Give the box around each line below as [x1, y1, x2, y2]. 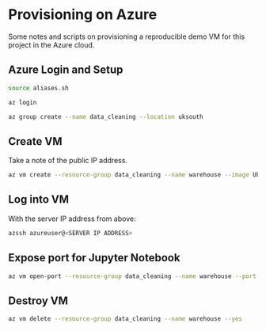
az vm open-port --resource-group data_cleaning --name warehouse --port [8, 272, 257, 280]
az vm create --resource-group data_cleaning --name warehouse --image [8, 171, 249, 179]
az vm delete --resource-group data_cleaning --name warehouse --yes [8, 315, 243, 323]
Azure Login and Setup [8, 63, 123, 77]
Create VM [8, 135, 63, 148]
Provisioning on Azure [8, 6, 158, 24]
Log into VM [8, 192, 70, 207]
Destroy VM [8, 294, 69, 307]
